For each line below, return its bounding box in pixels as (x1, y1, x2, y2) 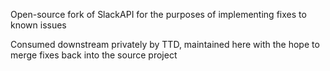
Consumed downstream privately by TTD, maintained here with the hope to (10, 39, 320, 50)
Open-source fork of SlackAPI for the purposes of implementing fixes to (10, 9, 307, 20)
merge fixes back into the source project (10, 49, 178, 61)
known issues (10, 19, 67, 31)
